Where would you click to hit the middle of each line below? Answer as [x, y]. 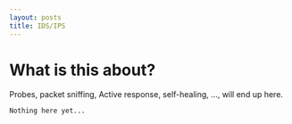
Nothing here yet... [48, 111]
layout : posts [36, 17]
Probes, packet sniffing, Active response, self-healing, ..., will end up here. [146, 95]
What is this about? [83, 70]
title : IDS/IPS [38, 26]
